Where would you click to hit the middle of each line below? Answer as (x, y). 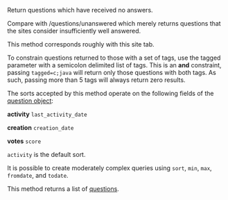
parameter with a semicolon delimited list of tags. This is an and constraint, (114, 65)
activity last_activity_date (47, 114)
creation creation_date (41, 127)
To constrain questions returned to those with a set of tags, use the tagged (114, 58)
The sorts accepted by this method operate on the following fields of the (111, 93)
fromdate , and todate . (38, 175)
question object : (30, 101)
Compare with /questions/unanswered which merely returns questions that (114, 23)
